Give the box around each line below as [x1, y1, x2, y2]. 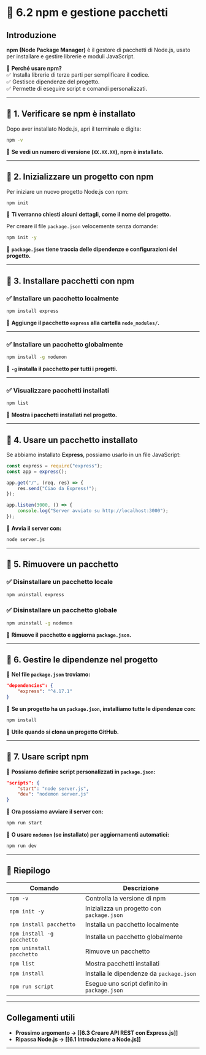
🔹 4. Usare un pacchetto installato [6, 435, 138, 445]
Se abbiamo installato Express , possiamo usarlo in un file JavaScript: [6, 451, 181, 458]
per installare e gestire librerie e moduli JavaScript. [6, 53, 135, 60]
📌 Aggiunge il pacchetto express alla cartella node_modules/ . [6, 319, 160, 326]
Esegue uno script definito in [85, 979, 168, 988]
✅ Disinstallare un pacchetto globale [6, 606, 118, 615]
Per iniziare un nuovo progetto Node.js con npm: [6, 188, 129, 195]
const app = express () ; [6, 469, 67, 475]
